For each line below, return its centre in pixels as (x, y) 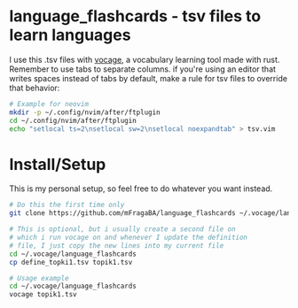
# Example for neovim (49, 104)
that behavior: (35, 88)
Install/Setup (58, 164)
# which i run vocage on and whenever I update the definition (129, 237)
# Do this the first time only (67, 205)
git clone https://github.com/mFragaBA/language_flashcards (123, 213)
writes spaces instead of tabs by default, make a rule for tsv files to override (149, 78)
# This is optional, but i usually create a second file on (123, 229)
